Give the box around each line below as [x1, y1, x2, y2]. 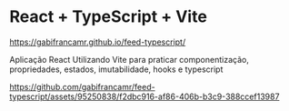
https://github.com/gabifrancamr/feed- [9, 81, 156, 92]
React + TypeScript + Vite [9, 6, 207, 27]
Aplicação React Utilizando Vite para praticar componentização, [9, 54, 250, 65]
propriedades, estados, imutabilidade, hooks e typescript [9, 64, 224, 75]
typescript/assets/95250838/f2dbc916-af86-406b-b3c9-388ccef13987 [9, 91, 280, 102]
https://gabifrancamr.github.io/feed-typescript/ [9, 36, 186, 47]
